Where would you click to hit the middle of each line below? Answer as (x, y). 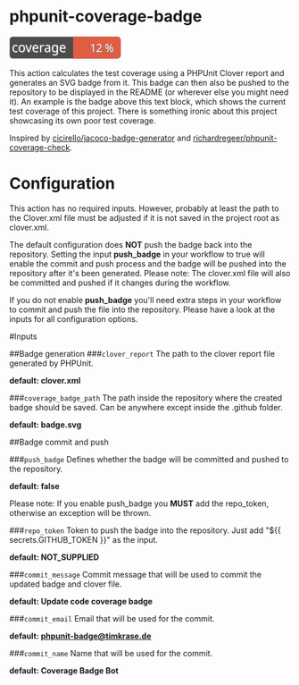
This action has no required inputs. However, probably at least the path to (144, 208)
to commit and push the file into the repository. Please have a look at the (142, 309)
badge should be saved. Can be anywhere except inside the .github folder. (146, 407)
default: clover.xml (45, 380)
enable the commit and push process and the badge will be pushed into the (148, 263)
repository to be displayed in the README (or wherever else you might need (149, 92)
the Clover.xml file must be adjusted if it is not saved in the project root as (144, 217)
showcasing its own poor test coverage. (83, 120)
